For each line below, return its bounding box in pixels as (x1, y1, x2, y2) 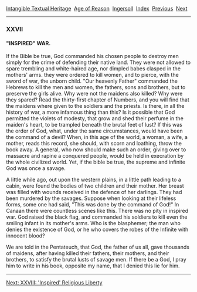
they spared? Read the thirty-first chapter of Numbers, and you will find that (6, 96, 189, 103)
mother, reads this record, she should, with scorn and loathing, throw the (6, 140, 182, 147)
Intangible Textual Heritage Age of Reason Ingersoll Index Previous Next (6, 5, 188, 12)
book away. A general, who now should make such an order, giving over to (6, 146, 186, 153)
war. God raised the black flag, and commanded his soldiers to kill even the (6, 213, 188, 220)
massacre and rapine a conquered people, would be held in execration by (6, 152, 184, 159)
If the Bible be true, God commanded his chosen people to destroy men (6, 53, 179, 60)
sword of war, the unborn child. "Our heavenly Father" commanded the (6, 77, 178, 84)
